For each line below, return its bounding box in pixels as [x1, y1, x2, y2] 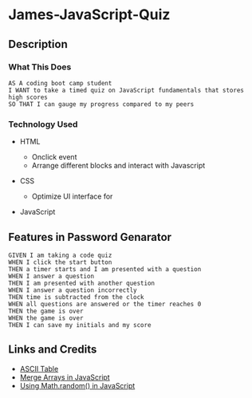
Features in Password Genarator [8, 230, 172, 244]
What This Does [8, 61, 72, 73]
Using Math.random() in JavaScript [19, 380, 136, 390]
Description [8, 37, 68, 51]
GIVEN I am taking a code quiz [8, 251, 112, 259]
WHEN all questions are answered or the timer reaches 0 [8, 300, 202, 308]
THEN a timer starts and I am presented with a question [8, 265, 202, 273]
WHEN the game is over [8, 313, 84, 322]
